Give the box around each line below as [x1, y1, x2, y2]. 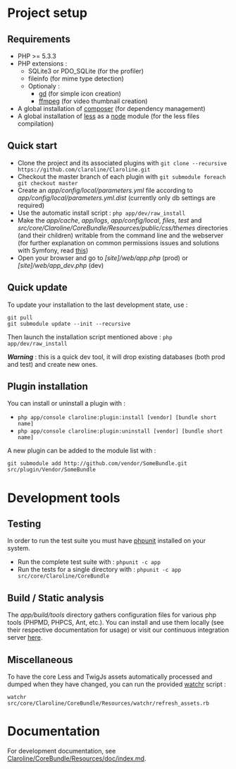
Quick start [7, 140, 58, 152]
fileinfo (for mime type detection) [27, 74, 125, 83]
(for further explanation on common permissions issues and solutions [17, 238, 220, 247]
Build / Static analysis [7, 592, 104, 604]
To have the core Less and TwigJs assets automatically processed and [7, 673, 213, 681]
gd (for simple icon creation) [38, 90, 122, 98]
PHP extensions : [17, 59, 68, 68]
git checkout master [17, 180, 78, 187]
